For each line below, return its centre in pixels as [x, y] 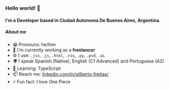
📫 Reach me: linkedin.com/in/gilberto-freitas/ [61, 74]
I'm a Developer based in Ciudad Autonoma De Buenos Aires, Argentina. [83, 20]
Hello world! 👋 [23, 8]
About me [16, 32]
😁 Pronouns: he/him [34, 45]
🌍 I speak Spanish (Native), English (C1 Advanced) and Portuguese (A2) [88, 61]
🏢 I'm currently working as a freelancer [54, 50]
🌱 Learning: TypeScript [37, 69]
